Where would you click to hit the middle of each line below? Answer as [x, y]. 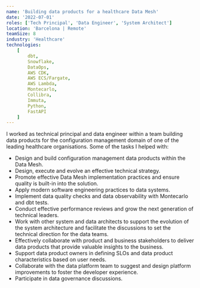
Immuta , [37, 100]
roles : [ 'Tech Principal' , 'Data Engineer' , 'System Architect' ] [89, 23]
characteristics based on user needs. [61, 259]
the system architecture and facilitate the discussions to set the [93, 228]
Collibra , [40, 95]
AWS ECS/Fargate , [49, 78]
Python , [37, 106]
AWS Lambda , [43, 84]
